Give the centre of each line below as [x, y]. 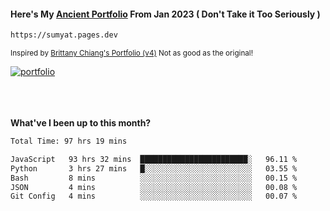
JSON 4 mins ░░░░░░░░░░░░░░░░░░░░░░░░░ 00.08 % [154, 187]
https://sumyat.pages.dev [64, 35]
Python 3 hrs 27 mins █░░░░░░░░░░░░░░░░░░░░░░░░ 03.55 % [154, 168]
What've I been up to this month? [81, 123]
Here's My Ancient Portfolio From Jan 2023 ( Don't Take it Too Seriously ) [165, 14]
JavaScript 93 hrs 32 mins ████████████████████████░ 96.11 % [154, 159]
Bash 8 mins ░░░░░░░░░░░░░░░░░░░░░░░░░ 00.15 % [154, 178]
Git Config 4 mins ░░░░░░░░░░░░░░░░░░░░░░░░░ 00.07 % [154, 196]
